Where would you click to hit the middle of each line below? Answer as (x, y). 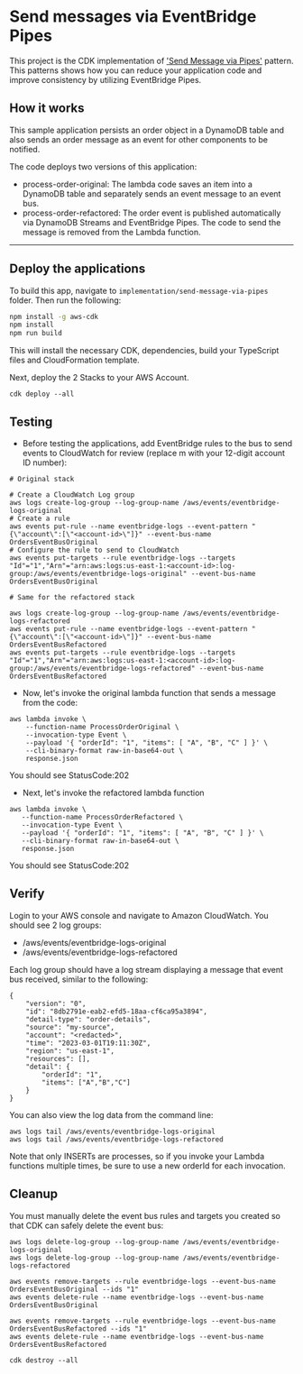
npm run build (36, 334)
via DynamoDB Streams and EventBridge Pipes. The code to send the (151, 222)
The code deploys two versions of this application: (103, 166)
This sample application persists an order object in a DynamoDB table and (147, 130)
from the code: (50, 702)
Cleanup (34, 1194)
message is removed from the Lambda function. (111, 232)
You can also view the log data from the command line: (111, 1114)
